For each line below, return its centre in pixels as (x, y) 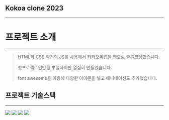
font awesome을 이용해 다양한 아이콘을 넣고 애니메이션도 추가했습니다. (87, 78)
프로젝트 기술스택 (30, 96)
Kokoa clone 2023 (34, 8)
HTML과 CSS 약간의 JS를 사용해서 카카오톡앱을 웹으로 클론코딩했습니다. (89, 57)
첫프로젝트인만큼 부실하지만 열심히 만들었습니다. (65, 67)
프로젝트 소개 (31, 37)
